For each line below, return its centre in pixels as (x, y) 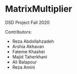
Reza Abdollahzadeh (33, 41)
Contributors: (18, 32)
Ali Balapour (24, 62)
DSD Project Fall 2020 (27, 22)
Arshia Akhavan (28, 46)
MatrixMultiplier (39, 9)
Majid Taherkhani (30, 56)
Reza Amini (24, 67)
